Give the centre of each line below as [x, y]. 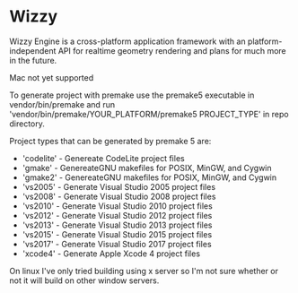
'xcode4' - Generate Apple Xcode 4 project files [111, 254]
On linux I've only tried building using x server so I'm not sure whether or [144, 271]
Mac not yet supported [52, 77]
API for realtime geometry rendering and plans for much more [172, 50]
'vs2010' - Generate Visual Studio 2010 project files [117, 206]
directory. [27, 124]
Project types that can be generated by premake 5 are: [110, 141]
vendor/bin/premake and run [62, 104]
